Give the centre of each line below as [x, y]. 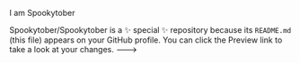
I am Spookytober [42, 13]
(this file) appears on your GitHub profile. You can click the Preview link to [146, 40]
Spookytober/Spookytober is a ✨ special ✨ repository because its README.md [150, 30]
